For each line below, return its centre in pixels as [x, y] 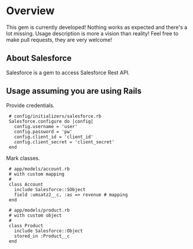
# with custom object [35, 215]
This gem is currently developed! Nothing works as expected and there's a [97, 27]
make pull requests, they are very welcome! [59, 40]
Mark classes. [23, 158]
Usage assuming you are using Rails [74, 91]
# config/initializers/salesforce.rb [55, 116]
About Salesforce [39, 58]
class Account [26, 184]
